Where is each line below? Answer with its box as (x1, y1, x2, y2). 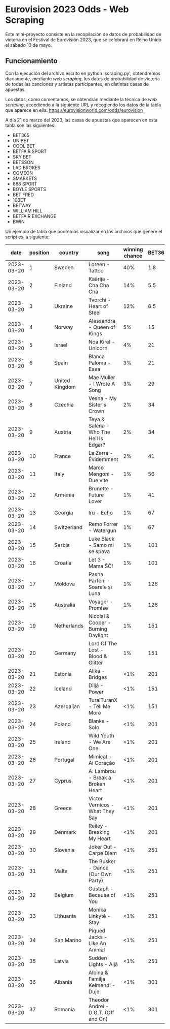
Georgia (54, 509, 73, 516)
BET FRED (12, 192, 34, 198)
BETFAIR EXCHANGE (12, 213, 57, 219)
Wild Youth (88, 732, 115, 739)
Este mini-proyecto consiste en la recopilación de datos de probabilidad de (5, 31, 162, 37)
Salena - (88, 422, 110, 429)
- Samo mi (88, 541, 114, 548)
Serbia (54, 541, 70, 548)
